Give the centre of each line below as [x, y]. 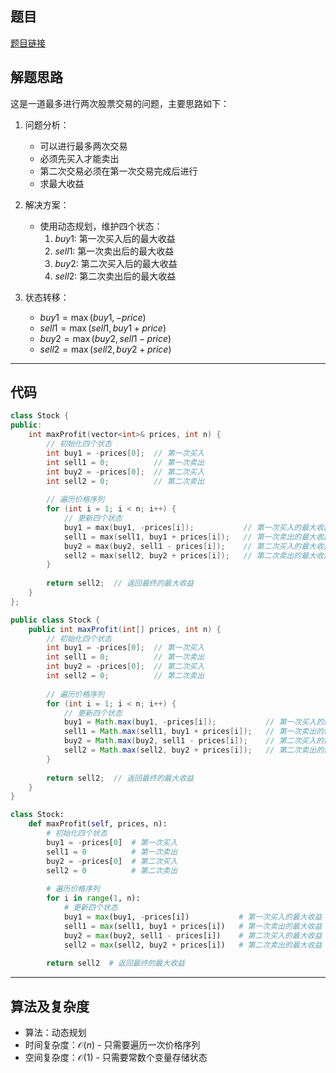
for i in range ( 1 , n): [93, 898]
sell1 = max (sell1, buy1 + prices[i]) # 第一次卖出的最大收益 [193, 926]
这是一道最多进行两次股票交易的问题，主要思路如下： [120, 103]
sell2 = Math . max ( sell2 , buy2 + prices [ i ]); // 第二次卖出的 [194, 750]
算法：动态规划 [55, 1032]
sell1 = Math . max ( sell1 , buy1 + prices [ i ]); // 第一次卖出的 [194, 732]
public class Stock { [55, 620]
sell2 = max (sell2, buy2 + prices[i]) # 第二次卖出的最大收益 [193, 945]
